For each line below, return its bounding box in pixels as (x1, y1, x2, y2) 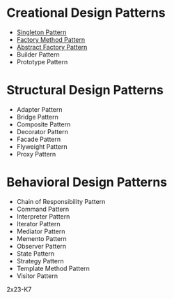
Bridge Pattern (16, 112, 58, 121)
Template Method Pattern (16, 264, 90, 272)
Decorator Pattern (16, 127, 69, 136)
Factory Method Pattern (16, 35, 86, 43)
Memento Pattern (16, 234, 67, 242)
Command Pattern (16, 205, 70, 213)
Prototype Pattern (16, 57, 68, 66)
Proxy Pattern (16, 149, 56, 158)
